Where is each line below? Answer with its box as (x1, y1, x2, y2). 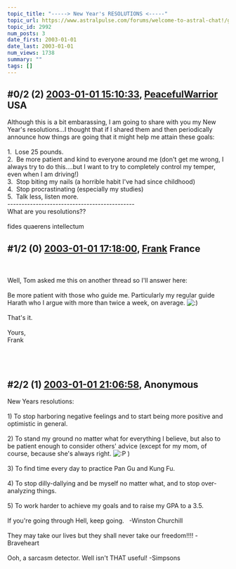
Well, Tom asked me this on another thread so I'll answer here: (7, 276, 188, 285)
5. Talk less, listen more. (7, 192, 79, 201)
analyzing (7, 487, 36, 495)
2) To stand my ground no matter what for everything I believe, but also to (7, 434, 221, 443)
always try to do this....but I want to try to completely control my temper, (7, 163, 216, 171)
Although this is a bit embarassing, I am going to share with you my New (7, 118, 216, 126)
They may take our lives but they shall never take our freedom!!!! (7, 531, 194, 540)
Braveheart (7, 539, 40, 547)
